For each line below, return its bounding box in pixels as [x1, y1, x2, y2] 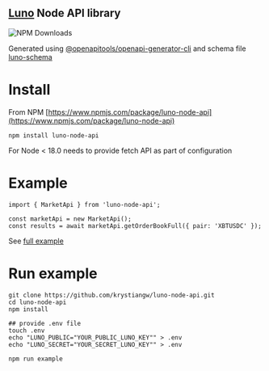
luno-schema [8, 52, 53, 61]
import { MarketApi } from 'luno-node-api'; [8, 200, 161, 209]
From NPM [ [8, 107, 48, 116]
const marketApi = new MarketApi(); [8, 214, 132, 223]
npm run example [8, 355, 63, 363]
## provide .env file [8, 319, 82, 327]
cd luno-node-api [8, 298, 67, 306]
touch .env [8, 327, 45, 335]
